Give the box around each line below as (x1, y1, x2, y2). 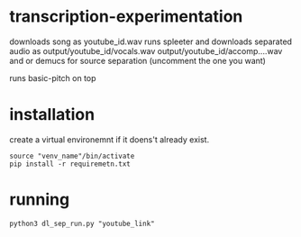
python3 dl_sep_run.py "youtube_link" (9, 219, 155, 228)
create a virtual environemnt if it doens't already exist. (9, 133, 210, 145)
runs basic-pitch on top (9, 72, 96, 83)
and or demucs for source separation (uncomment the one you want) (9, 55, 266, 66)
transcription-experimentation (9, 6, 243, 27)
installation (9, 105, 96, 125)
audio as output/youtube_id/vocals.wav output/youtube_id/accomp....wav (9, 45, 283, 56)
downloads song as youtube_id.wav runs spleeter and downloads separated (9, 36, 293, 47)
